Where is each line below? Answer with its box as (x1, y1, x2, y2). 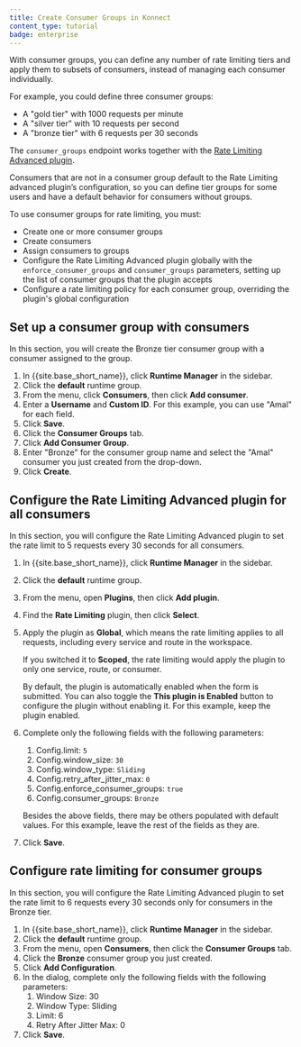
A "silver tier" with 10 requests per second (22, 118, 180, 129)
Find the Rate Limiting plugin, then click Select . (22, 610, 200, 620)
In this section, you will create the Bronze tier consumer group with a (9, 343, 265, 354)
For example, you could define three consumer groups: (9, 91, 214, 102)
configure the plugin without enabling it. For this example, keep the (22, 700, 271, 711)
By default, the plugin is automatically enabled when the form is (22, 681, 260, 692)
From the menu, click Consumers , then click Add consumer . (22, 389, 250, 401)
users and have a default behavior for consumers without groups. (9, 191, 252, 203)
